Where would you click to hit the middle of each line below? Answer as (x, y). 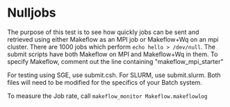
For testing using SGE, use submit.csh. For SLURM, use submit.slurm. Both (114, 75)
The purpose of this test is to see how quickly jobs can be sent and (103, 32)
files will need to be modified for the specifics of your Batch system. (105, 82)
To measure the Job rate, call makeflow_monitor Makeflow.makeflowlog (107, 96)
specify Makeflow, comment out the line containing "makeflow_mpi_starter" (115, 61)
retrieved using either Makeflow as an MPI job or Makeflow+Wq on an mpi (113, 39)
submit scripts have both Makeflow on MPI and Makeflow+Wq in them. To (113, 54)
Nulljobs (32, 13)
